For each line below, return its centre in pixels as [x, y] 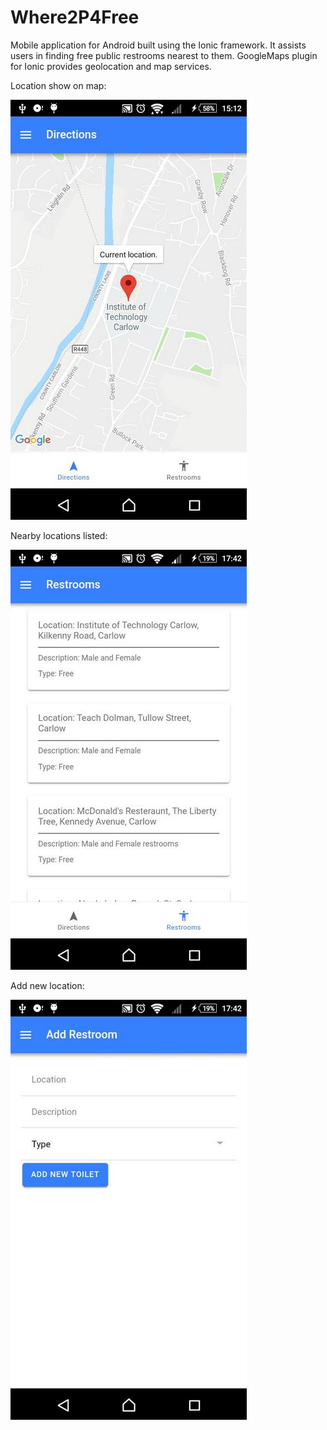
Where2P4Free [75, 17]
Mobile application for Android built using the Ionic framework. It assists [158, 45]
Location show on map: [58, 85]
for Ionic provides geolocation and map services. [111, 66]
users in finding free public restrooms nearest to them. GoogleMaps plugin [164, 55]
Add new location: [47, 985]
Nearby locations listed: [59, 535]
